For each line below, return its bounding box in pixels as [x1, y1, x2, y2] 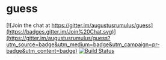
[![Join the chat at [6, 22, 51, 29]
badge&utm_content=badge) [6, 47, 78, 54]
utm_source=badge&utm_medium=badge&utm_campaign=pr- [6, 41, 160, 48]
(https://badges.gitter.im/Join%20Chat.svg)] [6, 28, 116, 35]
